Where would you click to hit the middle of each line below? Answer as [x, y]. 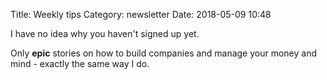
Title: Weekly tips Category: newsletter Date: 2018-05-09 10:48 [141, 14]
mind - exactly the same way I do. [80, 63]
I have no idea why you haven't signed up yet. [105, 33]
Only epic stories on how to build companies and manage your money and [164, 53]
